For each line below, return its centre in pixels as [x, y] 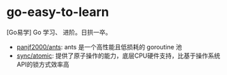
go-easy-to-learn [58, 12]
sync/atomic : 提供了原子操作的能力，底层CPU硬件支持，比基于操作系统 [118, 56]
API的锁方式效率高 [43, 64]
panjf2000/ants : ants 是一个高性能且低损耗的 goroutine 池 [99, 47]
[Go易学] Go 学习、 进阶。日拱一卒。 [59, 32]
